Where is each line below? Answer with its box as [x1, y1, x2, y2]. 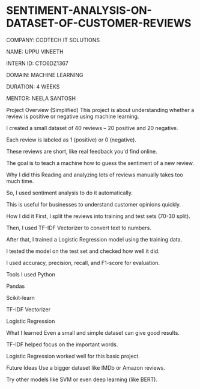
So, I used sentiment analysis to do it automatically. [6, 189, 133, 196]
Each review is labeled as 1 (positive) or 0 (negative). [6, 136, 137, 143]
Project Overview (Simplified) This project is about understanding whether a [6, 106, 195, 113]
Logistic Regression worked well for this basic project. [6, 352, 140, 359]
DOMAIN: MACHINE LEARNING [6, 71, 83, 78]
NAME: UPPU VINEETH [6, 48, 64, 55]
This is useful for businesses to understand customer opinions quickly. [6, 201, 181, 208]
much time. [6, 177, 34, 184]
